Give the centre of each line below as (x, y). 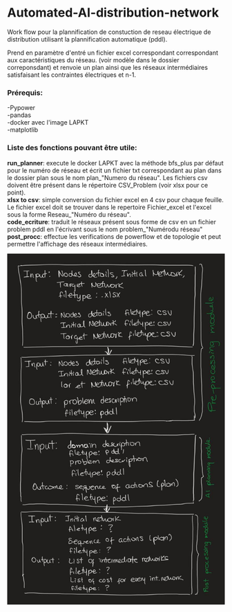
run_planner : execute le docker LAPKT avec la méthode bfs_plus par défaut (116, 163)
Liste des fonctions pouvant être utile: (72, 148)
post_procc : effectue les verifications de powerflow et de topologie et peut (114, 236)
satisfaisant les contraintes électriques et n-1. (72, 75)
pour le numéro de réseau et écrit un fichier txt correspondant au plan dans (115, 170)
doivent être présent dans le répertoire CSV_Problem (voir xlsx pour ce (108, 185)
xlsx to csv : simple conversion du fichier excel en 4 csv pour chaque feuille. (116, 199)
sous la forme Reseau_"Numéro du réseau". (69, 214)
